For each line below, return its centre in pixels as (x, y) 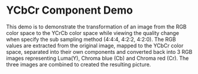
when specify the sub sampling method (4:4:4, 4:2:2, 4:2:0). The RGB (91, 39)
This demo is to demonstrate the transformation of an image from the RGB (97, 27)
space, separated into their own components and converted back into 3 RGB (99, 52)
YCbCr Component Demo (69, 10)
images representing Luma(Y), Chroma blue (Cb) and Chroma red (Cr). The (98, 58)
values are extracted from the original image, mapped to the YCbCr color (95, 46)
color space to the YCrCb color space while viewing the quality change (92, 33)
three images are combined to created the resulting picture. (79, 64)
